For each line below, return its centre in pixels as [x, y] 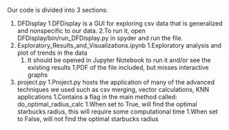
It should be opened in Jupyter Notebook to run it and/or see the [119, 60]
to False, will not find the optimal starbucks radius [88, 119]
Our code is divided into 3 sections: [58, 10]
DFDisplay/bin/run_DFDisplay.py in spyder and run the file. [100, 38]
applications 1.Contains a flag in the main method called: [97, 97]
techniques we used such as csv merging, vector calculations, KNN [113, 90]
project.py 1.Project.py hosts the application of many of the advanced [116, 82]
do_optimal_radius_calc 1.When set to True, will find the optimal [107, 104]
